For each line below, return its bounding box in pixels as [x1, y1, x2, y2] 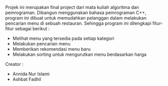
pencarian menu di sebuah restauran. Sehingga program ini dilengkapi [5, 20, 151, 26]
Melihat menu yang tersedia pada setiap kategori [12, 35, 115, 41]
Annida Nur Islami [12, 71, 49, 77]
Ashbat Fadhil [12, 76, 41, 82]
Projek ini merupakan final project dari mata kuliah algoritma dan [5, 5, 139, 10]
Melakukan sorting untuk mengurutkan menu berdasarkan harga [12, 51, 147, 57]
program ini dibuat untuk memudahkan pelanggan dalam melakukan [5, 15, 147, 21]
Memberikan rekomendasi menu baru [12, 46, 91, 52]
